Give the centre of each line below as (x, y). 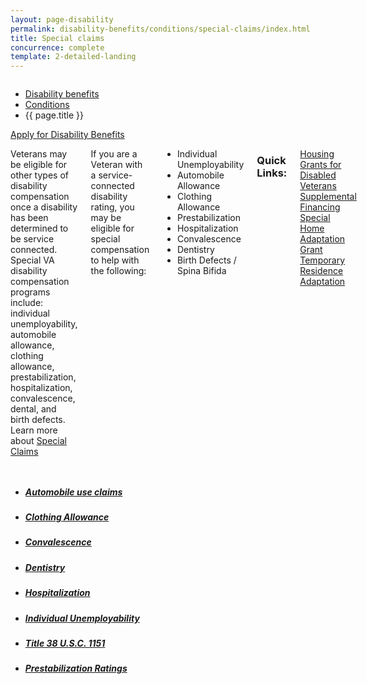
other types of (39, 175)
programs (30, 292)
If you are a (114, 154)
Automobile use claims (73, 492)
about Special (38, 441)
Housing (317, 154)
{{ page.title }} (54, 115)
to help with (115, 260)
